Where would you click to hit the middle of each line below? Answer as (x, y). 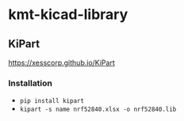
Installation (31, 83)
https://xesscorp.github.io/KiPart (61, 62)
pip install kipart (52, 101)
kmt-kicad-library (68, 15)
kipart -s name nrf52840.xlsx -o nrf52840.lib (98, 110)
